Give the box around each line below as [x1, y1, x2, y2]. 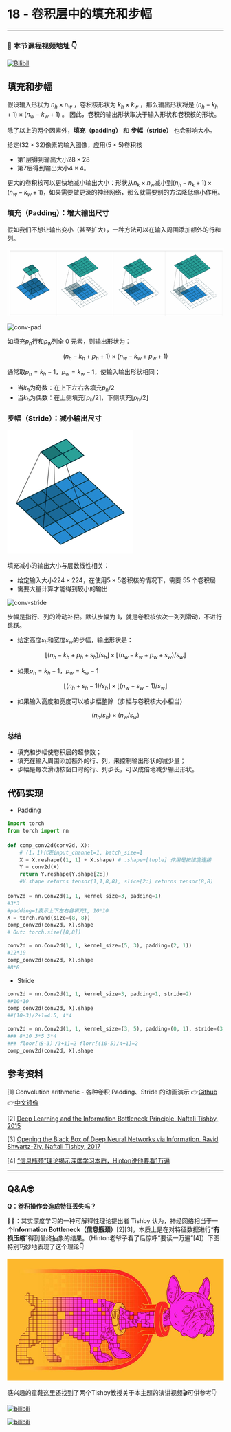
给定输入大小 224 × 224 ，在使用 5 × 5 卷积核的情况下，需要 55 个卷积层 [16, 576, 217, 584]
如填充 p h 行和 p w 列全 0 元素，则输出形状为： [7, 337, 132, 347]
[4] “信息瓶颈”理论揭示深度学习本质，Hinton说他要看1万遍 [7, 1156, 170, 1165]
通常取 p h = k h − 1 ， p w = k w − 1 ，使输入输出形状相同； [7, 368, 161, 378]
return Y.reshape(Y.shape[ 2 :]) [19, 871, 109, 878]
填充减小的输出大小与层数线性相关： [7, 562, 110, 570]
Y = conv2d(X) [19, 863, 60, 870]
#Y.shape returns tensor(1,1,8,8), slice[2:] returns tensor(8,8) [19, 878, 214, 885]
